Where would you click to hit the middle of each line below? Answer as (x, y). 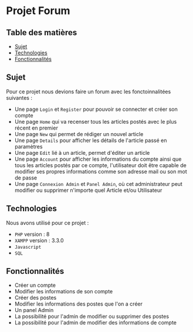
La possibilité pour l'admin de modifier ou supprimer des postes (92, 316)
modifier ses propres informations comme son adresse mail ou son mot (101, 171)
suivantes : (19, 97)
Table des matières (42, 33)
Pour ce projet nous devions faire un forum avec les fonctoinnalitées (89, 92)
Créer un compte (35, 285)
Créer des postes (35, 298)
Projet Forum (38, 11)
